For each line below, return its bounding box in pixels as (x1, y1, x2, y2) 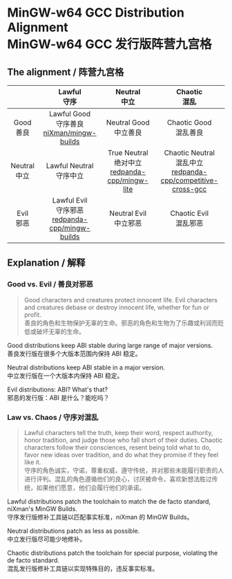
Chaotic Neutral (164, 148, 215, 157)
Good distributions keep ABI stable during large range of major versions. (7, 341, 213, 349)
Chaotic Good (166, 118, 212, 127)
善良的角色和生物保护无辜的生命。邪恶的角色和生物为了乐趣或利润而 (23, 318, 218, 327)
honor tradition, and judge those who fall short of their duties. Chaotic (23, 436, 223, 444)
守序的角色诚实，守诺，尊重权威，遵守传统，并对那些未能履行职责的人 (23, 466, 224, 475)
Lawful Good (49, 109, 91, 118)
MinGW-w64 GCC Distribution (7, 5, 185, 21)
